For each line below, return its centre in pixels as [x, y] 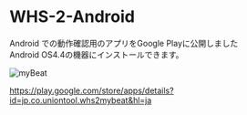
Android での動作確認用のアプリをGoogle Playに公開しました [124, 43]
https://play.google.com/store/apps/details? [92, 90]
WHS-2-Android [72, 17]
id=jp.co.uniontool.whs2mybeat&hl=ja [81, 100]
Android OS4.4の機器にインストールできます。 [97, 54]
